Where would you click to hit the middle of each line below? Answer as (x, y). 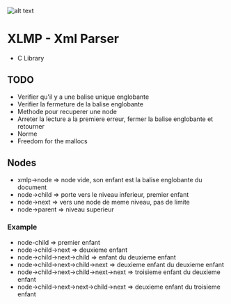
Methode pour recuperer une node (67, 111)
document (32, 187)
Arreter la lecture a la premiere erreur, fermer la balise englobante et (115, 119)
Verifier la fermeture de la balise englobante (80, 104)
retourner (31, 126)
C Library (31, 58)
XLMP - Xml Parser (63, 39)
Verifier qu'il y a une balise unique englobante (83, 97)
